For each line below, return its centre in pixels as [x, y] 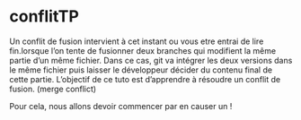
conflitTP [44, 17]
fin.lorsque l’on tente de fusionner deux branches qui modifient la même [143, 50]
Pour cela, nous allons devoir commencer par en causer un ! [121, 106]
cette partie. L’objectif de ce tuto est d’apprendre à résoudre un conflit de [145, 79]
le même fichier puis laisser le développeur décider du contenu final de [141, 70]
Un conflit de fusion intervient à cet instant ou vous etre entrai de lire [137, 41]
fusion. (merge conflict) [53, 89]
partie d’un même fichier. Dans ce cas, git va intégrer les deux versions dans [151, 60]
